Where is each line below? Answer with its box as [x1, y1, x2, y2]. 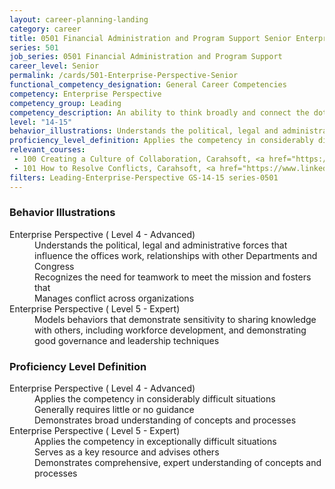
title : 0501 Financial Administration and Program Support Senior [9, 33, 292, 43]
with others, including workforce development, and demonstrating [34, 324, 307, 336]
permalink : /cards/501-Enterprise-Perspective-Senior [9, 71, 239, 81]
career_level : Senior [9, 61, 100, 71]
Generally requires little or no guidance [34, 404, 195, 416]
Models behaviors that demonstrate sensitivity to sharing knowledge [34, 313, 317, 325]
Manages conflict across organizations [34, 292, 195, 304]
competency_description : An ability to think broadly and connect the [9, 107, 310, 118]
